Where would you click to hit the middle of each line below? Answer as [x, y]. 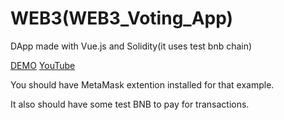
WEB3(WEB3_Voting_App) [122, 18]
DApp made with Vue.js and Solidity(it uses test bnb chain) [131, 46]
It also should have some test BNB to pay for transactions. [130, 104]
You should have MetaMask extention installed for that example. [142, 84]
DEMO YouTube [43, 65]
